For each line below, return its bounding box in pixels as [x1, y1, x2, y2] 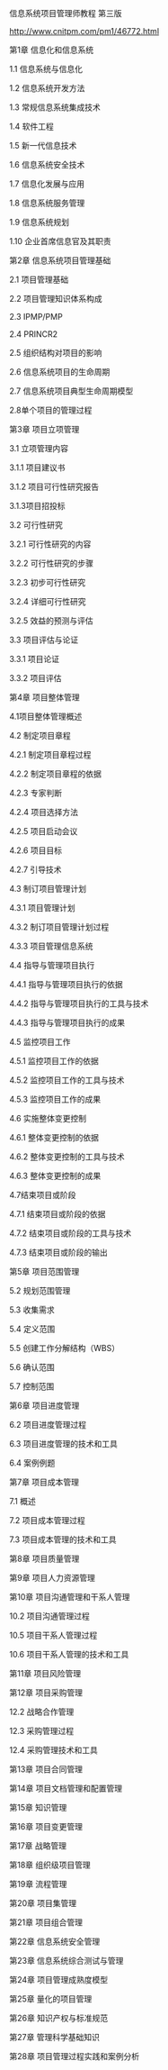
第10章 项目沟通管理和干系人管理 [9, 1592, 130, 1602]
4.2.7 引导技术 [9, 864, 62, 875]
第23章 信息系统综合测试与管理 [9, 1956, 124, 1966]
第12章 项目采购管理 [9, 1687, 84, 1698]
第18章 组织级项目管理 [9, 1859, 92, 1870]
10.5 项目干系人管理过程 [9, 1630, 98, 1640]
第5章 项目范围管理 [9, 1267, 80, 1276]
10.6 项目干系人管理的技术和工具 [9, 1649, 129, 1659]
